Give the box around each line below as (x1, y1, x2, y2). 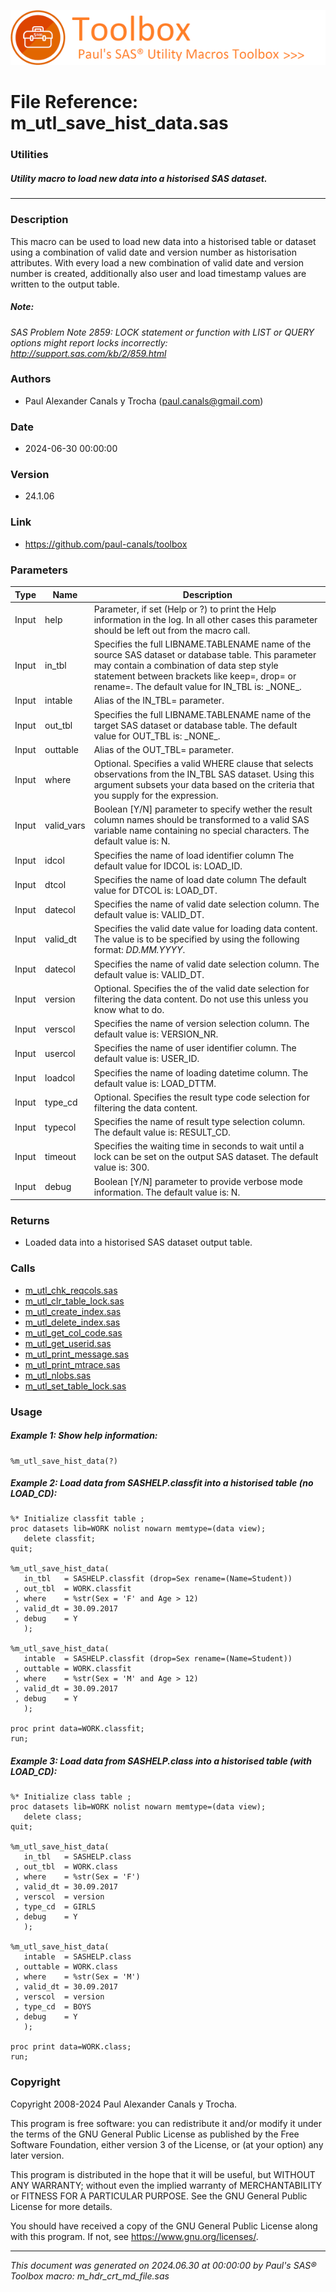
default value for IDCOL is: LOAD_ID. (93, 860, 243, 872)
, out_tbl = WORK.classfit (14, 1584, 132, 1594)
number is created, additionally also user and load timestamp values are (10, 267, 307, 279)
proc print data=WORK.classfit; (10, 1724, 145, 1734)
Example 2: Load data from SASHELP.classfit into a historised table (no (10, 1477, 314, 1489)
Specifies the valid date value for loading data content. (93, 923, 318, 935)
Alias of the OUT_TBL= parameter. (93, 743, 234, 755)
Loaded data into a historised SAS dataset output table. (24, 1236, 253, 1249)
